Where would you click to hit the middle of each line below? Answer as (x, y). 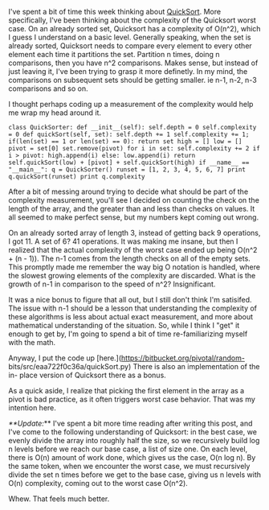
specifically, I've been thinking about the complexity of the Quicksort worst (132, 20)
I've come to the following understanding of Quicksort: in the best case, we (132, 432)
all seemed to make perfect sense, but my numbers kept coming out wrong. (134, 217)
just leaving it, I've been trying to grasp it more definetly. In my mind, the (128, 71)
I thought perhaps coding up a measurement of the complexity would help (131, 104)
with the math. (32, 342)
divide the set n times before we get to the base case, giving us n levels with (135, 475)
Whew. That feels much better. (59, 499)
